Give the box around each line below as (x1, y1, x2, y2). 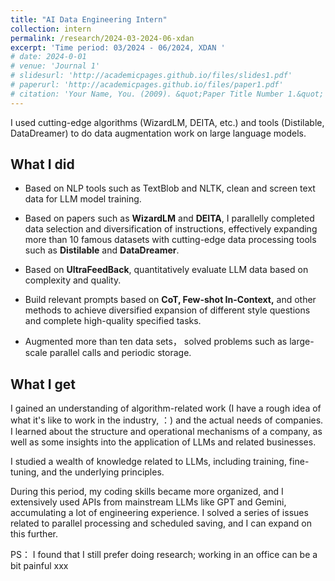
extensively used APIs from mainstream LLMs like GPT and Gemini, (10, 496, 287, 508)
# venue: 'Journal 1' (10, 61, 101, 71)
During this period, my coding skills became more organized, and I (10, 486, 284, 498)
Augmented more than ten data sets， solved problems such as (24, 336, 288, 348)
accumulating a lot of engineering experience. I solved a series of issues (10, 507, 309, 519)
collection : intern (10, 24, 92, 34)
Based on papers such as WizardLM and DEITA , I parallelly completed (24, 212, 315, 225)
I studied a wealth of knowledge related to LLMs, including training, (10, 456, 287, 468)
